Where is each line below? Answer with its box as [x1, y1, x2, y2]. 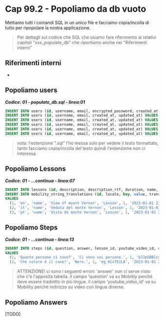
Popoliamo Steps [5, 224, 58, 232]
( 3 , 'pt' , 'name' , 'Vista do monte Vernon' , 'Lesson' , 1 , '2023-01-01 [9, 210, 156, 215]
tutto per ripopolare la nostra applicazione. [5, 24, 91, 30]
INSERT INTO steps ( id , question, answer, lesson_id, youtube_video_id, [5, 246, 156, 251]
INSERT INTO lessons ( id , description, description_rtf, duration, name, [5, 187, 159, 192]
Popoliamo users [5, 86, 58, 94]
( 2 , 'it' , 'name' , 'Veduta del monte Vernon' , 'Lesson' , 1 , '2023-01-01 [9, 206, 161, 210]
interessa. [17, 150, 37, 156]
